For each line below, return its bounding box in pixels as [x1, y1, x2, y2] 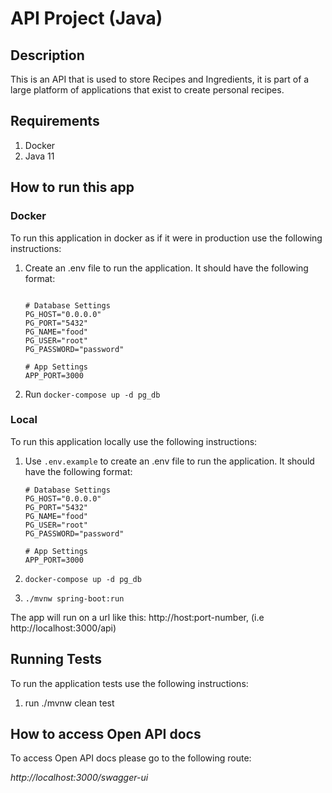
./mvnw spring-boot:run [24, 593, 125, 604]
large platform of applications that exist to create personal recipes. [10, 84, 285, 96]
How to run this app [10, 179, 135, 196]
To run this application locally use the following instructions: [10, 435, 258, 447]
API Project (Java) [10, 7, 163, 30]
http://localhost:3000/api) [10, 622, 117, 634]
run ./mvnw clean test [24, 697, 115, 709]
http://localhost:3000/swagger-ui [10, 772, 149, 784]
